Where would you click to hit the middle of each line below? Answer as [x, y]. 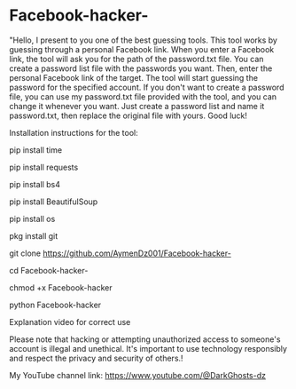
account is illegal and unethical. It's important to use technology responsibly [148, 348]
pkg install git [34, 235]
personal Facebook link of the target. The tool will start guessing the [134, 77]
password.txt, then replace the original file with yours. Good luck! [129, 115]
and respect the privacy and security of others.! [96, 358]
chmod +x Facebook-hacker [61, 287]
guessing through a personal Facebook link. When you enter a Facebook [142, 49]
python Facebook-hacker [55, 305]
